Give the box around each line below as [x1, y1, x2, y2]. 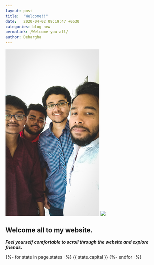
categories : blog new [5, 24, 51, 29]
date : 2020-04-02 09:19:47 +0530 [5, 19, 80, 24]
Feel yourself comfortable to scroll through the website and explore [5, 239, 149, 245]
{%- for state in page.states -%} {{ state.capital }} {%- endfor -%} [5, 254, 142, 260]
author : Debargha [5, 35, 42, 40]
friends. [5, 244, 23, 250]
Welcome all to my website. [5, 226, 93, 234]
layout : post [5, 8, 33, 13]
